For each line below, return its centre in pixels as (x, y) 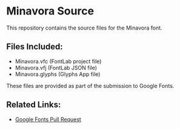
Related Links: (34, 105)
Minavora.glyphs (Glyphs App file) (58, 74)
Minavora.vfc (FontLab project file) (58, 61)
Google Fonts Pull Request (48, 119)
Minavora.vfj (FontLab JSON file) (56, 68)
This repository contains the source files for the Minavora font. (84, 28)
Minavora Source (50, 11)
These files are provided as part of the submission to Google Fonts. (90, 86)
